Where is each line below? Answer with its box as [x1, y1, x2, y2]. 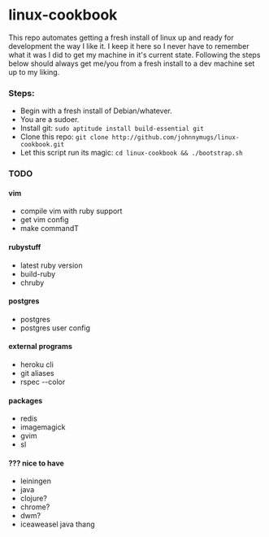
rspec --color [20, 377, 66, 386]
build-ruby [20, 268, 56, 278]
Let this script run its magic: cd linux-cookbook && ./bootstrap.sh [20, 148, 243, 158]
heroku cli [20, 360, 54, 369]
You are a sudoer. [20, 115, 80, 124]
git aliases [20, 368, 54, 378]
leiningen [20, 476, 51, 486]
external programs [8, 342, 73, 351]
